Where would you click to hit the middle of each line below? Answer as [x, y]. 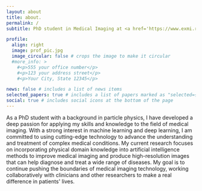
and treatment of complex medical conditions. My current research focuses [100, 143]
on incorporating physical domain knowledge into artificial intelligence [93, 149]
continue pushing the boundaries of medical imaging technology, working [97, 168]
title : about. [24, 17]
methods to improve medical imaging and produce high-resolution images [98, 156]
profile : [17, 40]
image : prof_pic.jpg [37, 51]
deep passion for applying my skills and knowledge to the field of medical [97, 124]
